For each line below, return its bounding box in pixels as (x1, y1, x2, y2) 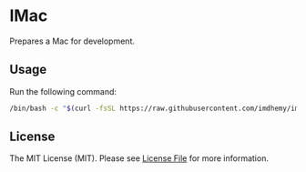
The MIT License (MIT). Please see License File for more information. (9, 153, 269, 164)
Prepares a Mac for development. (9, 35, 135, 46)
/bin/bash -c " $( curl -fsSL (9, 104, 117, 113)
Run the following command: (9, 86, 117, 96)
